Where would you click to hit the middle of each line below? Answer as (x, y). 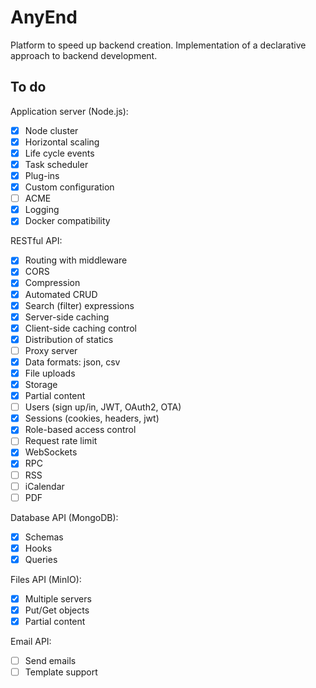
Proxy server (51, 350)
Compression (52, 283)
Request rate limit (61, 441)
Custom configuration (69, 187)
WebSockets (51, 452)
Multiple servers (58, 598)
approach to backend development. (84, 55)
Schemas (44, 537)
